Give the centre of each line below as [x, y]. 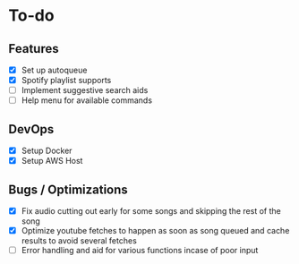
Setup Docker [47, 151]
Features [34, 49]
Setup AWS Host [52, 161]
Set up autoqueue [54, 70]
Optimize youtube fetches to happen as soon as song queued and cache [155, 231]
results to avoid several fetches [79, 241]
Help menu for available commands [87, 100]
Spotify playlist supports [66, 81]
